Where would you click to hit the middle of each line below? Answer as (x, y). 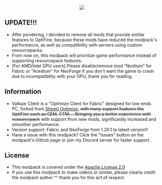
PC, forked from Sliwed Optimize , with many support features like (78, 108)
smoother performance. (36, 124)
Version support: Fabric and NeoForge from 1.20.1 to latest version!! (80, 130)
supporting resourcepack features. (47, 60)
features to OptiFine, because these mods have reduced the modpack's (84, 40)
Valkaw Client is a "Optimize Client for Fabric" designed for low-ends (81, 104)
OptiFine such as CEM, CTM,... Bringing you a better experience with (81, 114)
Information (23, 92)
